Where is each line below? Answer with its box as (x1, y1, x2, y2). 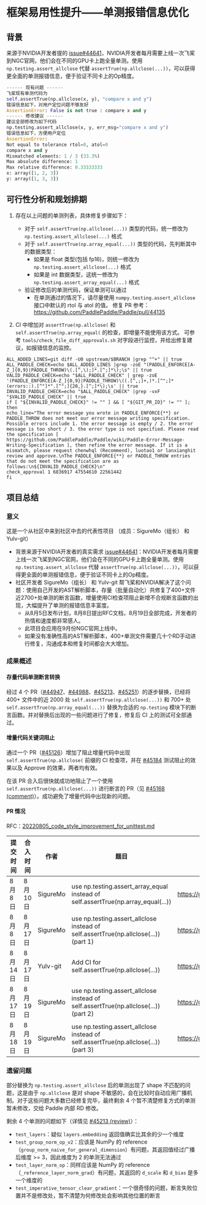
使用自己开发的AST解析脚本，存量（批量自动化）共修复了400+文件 (26, 586, 196, 594)
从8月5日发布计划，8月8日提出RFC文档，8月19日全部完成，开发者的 (24, 610, 197, 617)
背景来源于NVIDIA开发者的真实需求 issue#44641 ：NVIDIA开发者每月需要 (15, 548, 199, 556)
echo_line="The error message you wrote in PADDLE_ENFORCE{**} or (6, 410, 180, 416)
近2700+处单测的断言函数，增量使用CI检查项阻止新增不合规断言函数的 (15, 594, 193, 602)
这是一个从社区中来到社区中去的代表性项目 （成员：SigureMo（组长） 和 (6, 527, 190, 535)
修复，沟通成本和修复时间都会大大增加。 (29, 640, 132, 648)
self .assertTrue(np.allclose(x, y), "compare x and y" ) (6, 96, 152, 102)
